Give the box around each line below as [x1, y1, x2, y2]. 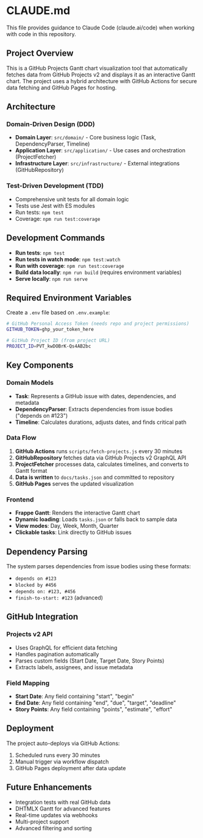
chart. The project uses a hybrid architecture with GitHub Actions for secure [6, 77, 197, 84]
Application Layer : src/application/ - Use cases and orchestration [15, 147, 186, 154]
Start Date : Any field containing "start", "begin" [15, 692, 135, 700]
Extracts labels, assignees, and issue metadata [15, 663, 133, 670]
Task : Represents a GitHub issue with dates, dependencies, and [15, 392, 176, 399]
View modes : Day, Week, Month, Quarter [15, 522, 119, 530]
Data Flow [6, 434, 37, 442]
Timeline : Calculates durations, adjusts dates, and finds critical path [15, 418, 187, 426]
